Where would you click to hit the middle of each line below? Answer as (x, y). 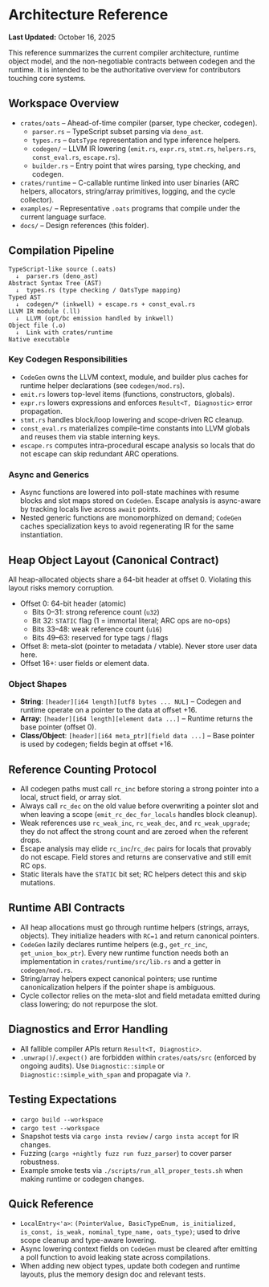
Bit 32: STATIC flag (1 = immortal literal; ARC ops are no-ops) (131, 620)
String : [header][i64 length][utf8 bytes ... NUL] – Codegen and (130, 701)
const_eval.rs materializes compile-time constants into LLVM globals (135, 428)
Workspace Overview (64, 103)
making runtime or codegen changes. (82, 1179)
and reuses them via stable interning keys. (90, 436)
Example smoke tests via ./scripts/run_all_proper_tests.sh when (131, 1170)
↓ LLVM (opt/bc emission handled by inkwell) (95, 318)
